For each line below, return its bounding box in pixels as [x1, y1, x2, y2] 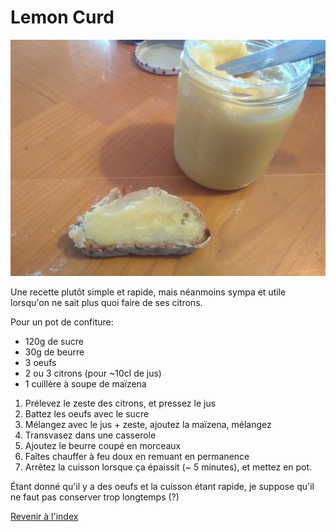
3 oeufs [24, 356, 57, 368]
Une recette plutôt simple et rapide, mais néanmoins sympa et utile [10, 286, 287, 298]
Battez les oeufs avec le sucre [24, 407, 150, 420]
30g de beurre [24, 346, 85, 358]
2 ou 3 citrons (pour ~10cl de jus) [24, 367, 162, 379]
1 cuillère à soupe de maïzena [24, 377, 147, 390]
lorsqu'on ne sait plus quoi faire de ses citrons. [10, 296, 203, 308]
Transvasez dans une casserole [24, 429, 157, 441]
